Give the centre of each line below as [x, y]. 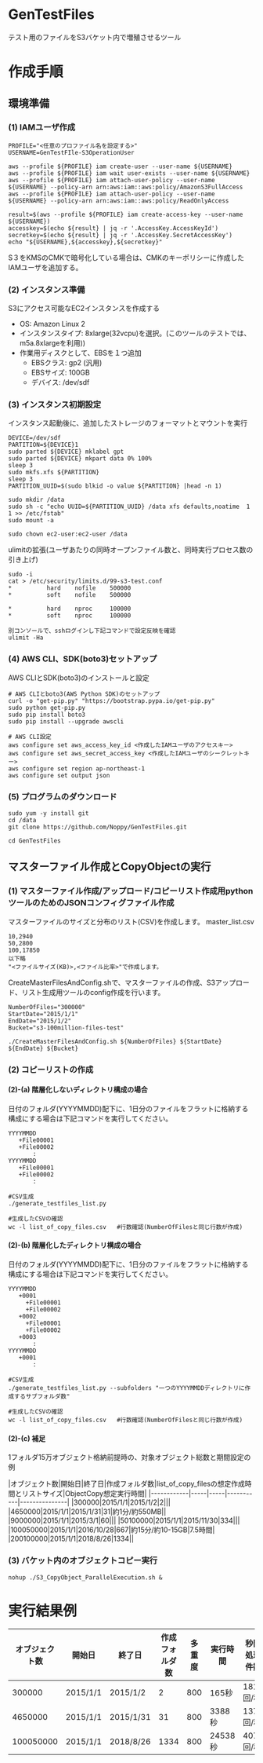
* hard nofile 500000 [70, 588]
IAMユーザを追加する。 [45, 267]
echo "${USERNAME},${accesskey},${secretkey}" [85, 242]
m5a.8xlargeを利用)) [52, 343]
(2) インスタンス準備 [47, 290]
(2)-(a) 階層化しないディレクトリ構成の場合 [78, 1090]
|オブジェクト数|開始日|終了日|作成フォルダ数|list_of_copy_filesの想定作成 [126, 1484]
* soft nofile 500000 [70, 595]
